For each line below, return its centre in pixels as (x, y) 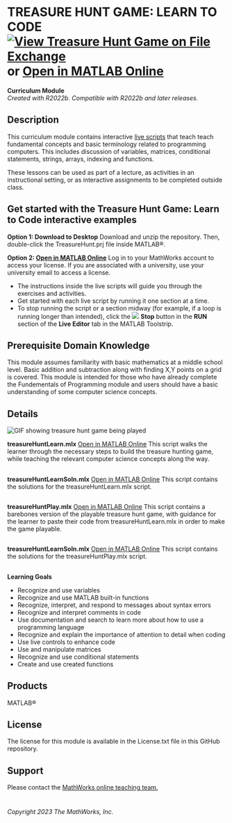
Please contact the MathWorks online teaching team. (83, 787)
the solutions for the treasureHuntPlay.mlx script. (77, 556)
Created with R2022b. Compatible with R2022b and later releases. (103, 97)
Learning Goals (30, 577)
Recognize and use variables (59, 590)
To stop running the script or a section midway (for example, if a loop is (119, 308)
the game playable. (35, 528)
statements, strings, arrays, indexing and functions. (81, 159)
